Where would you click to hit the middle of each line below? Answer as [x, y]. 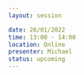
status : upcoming [37, 59]
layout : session [35, 15]
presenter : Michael [40, 52]
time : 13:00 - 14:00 [42, 37]
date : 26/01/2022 [37, 30]
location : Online [37, 44]
